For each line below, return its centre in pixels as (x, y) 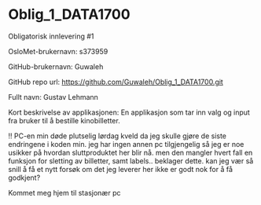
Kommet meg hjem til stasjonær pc (64, 192)
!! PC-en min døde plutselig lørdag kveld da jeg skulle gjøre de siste (117, 136)
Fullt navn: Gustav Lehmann (53, 97)
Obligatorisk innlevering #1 (51, 36)
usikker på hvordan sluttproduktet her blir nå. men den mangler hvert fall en (130, 152)
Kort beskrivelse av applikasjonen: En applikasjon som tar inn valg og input (129, 112)
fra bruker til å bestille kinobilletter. (64, 120)
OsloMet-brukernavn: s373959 (58, 51)
